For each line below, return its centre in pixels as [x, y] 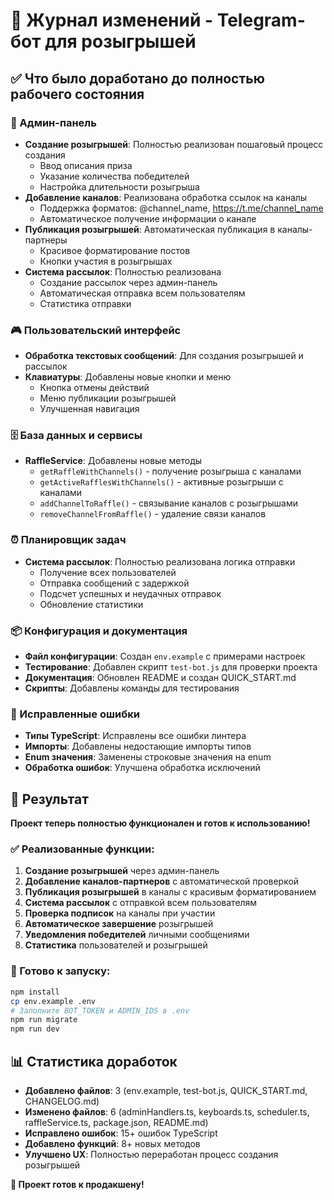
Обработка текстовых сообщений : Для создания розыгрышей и [164, 356]
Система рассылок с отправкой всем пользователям [141, 903]
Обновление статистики [91, 604]
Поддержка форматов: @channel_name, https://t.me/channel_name [181, 208]
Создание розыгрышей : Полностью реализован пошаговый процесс [174, 144]
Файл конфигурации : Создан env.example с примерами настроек [165, 656]
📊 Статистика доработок [94, 1061]
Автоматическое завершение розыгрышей [119, 924]
